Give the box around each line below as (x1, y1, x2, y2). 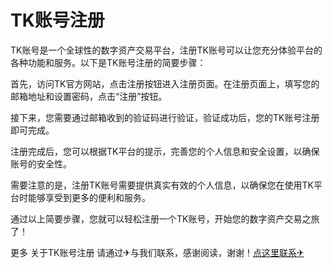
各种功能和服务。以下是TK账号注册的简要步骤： (10, 56, 207, 68)
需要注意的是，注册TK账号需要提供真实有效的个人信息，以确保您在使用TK (10, 179, 314, 191)
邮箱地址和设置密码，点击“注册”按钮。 (10, 90, 168, 102)
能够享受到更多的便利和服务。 (27, 191, 151, 203)
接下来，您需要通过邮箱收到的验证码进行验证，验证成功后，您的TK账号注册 (10, 111, 320, 123)
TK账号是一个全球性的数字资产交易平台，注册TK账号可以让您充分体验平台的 (10, 44, 323, 56)
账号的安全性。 (10, 157, 72, 170)
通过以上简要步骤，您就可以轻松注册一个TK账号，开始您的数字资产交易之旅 (10, 212, 320, 225)
